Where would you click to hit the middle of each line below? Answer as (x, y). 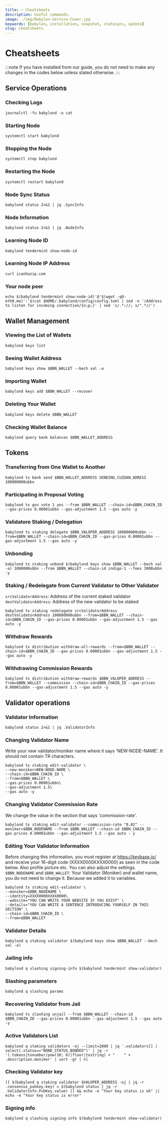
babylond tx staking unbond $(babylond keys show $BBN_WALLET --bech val (84, 564)
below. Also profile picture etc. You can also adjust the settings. (70, 868)
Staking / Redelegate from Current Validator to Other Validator (82, 585)
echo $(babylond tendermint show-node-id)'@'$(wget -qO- (66, 297)
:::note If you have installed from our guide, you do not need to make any (80, 67)
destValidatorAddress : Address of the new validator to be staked (72, 601)
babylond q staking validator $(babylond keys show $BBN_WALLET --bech (81, 941)
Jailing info (19, 958)
